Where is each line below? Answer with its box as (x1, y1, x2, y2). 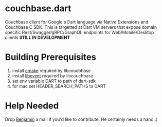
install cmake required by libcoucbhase (12, 68, 91, 73)
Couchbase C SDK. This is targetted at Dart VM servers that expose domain (5, 24, 157, 30)
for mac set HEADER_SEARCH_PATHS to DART (12, 83, 106, 89)
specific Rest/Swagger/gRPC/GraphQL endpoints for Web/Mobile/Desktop (5, 29, 154, 35)
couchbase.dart (5, 3, 72, 14)
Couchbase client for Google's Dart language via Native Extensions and (5, 19, 148, 25)
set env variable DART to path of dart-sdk (12, 78, 96, 84)
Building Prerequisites (5, 52, 96, 63)
